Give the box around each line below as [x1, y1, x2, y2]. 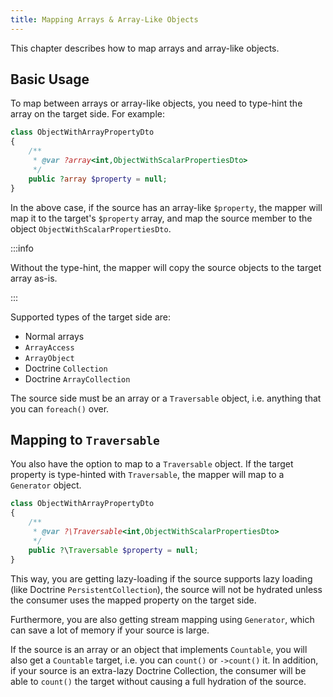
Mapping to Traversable [10, 431, 160, 448]
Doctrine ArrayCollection [24, 372, 131, 385]
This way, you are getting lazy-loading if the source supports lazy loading [10, 572, 313, 585]
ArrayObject [24, 353, 75, 363]
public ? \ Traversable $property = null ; [28, 545, 199, 555]
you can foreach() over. [10, 402, 110, 415]
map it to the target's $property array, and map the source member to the [10, 212, 313, 224]
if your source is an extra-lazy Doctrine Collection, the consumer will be [10, 664, 307, 676]
